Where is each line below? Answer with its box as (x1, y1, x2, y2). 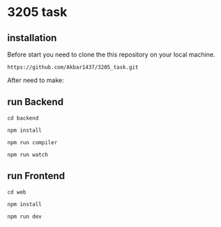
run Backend (7, 96, 64, 108)
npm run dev (7, 213, 42, 220)
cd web (7, 189, 26, 196)
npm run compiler (7, 139, 58, 146)
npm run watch (7, 151, 49, 158)
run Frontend (7, 170, 65, 182)
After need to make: (7, 76, 64, 84)
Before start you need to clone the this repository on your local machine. (7, 50, 215, 58)
